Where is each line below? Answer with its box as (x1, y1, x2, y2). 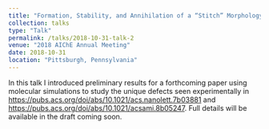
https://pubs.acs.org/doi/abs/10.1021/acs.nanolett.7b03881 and (8, 95, 216, 104)
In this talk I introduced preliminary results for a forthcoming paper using (8, 77, 247, 88)
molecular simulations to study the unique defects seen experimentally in (8, 86, 250, 96)
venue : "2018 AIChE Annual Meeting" (8, 41, 130, 49)
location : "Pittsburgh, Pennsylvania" (8, 57, 138, 64)
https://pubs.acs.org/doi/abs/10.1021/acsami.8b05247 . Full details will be (8, 103, 247, 112)
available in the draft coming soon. (8, 111, 122, 121)
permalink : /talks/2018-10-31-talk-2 (8, 33, 134, 42)
